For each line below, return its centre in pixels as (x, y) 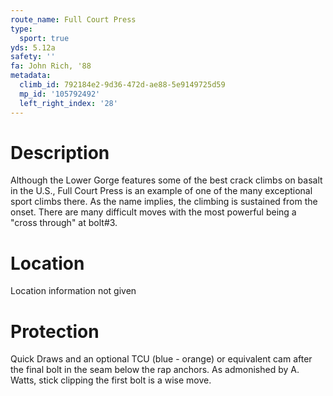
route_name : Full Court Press (73, 19)
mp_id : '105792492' (60, 94)
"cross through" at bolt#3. (64, 223)
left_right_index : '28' (68, 103)
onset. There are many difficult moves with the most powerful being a (153, 212)
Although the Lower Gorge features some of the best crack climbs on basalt (166, 180)
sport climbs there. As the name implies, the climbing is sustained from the (164, 202)
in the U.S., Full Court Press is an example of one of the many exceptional (161, 191)
